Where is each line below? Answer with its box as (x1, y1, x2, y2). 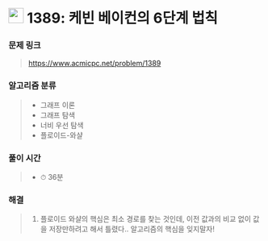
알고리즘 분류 (8, 80, 57, 91)
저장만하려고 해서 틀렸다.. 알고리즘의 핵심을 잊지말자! (48, 224, 216, 234)
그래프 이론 (40, 100, 75, 110)
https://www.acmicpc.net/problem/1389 (27, 59, 161, 69)
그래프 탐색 (40, 110, 75, 119)
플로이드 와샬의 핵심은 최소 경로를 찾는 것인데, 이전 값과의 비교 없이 (40, 214, 252, 224)
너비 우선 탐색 (40, 120, 84, 130)
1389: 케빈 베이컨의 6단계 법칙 (27, 9, 218, 27)
